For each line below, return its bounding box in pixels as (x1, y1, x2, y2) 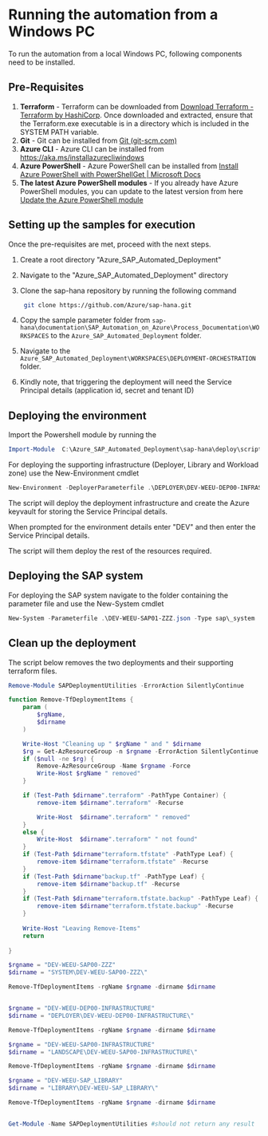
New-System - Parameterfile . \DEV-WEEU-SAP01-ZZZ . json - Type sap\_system (8, 614, 255, 622)
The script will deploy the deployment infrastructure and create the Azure (8, 499, 250, 507)
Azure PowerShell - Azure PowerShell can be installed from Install (19, 161, 239, 171)
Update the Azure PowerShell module (19, 195, 144, 204)
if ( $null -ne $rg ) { (22, 755, 94, 763)
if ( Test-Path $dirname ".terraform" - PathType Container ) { (22, 791, 227, 799)
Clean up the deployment (8, 637, 137, 650)
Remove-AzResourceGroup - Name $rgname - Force (37, 762, 191, 771)
